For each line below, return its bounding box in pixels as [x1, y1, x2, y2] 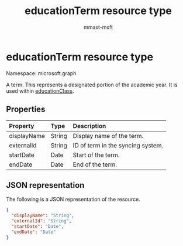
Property [9, 122, 34, 130]
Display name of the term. [72, 132, 144, 140]
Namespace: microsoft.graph [6, 69, 77, 77]
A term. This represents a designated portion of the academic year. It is [6, 81, 178, 88]
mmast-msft [84, 23, 113, 31]
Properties [6, 105, 46, 114]
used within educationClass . [6, 87, 74, 95]
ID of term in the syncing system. [72, 141, 164, 149]
